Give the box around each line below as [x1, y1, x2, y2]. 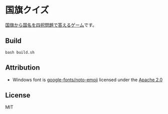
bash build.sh [5, 50, 35, 55]
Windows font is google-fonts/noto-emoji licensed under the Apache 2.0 [12, 77, 163, 83]
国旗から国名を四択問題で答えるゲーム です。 [5, 22, 97, 28]
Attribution [5, 63, 40, 72]
